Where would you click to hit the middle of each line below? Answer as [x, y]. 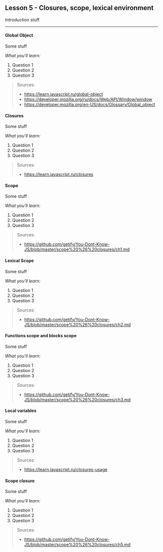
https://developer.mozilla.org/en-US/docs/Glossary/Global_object [90, 104]
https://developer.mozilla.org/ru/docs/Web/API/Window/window [88, 100]
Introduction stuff [22, 19]
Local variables [21, 411]
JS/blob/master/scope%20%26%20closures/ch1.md [77, 249]
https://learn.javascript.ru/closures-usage [66, 470]
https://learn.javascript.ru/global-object [64, 94]
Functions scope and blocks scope [41, 336]
